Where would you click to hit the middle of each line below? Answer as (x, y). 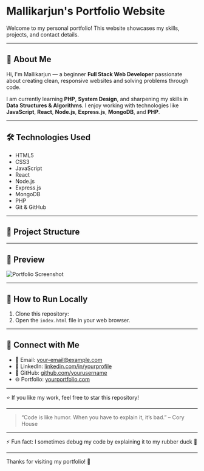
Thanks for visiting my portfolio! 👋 (49, 461)
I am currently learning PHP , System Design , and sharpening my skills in (97, 99)
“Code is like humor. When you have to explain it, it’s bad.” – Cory (103, 417)
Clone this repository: (42, 314)
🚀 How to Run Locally (47, 299)
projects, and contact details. (43, 34)
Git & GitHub (31, 207)
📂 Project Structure (43, 232)
